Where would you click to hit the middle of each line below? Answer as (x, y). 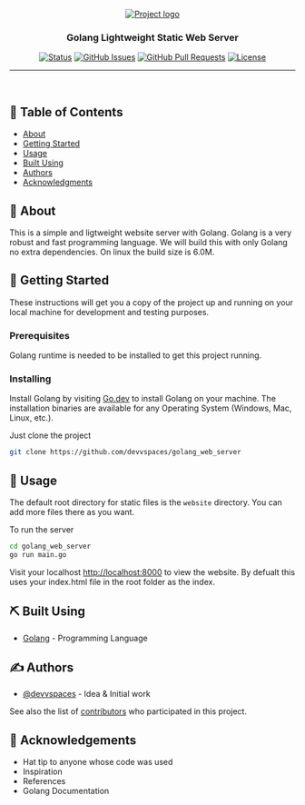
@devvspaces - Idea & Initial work (87, 694)
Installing (30, 379)
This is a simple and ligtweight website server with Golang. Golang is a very (151, 233)
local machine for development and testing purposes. (109, 312)
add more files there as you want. (72, 512)
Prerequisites (39, 335)
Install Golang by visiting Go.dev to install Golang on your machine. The (143, 399)
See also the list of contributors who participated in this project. (128, 711)
